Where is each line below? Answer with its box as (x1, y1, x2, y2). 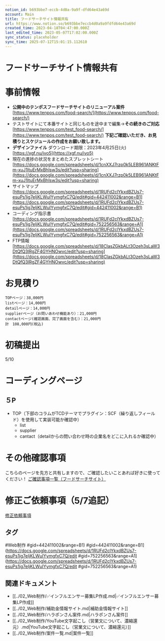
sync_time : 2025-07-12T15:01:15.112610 (5, 40, 87, 45)
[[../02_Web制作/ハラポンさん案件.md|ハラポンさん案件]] (12, 612, 128, 618)
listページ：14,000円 (5, 300, 46, 306)
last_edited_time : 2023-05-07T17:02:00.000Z (5, 30, 98, 35)
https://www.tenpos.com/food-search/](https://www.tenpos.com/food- (14, 109, 159, 115)
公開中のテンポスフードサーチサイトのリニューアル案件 (12, 104, 125, 110)
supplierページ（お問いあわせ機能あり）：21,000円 (5, 311, 97, 316)
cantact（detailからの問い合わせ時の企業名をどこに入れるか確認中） (19, 433, 159, 439)
